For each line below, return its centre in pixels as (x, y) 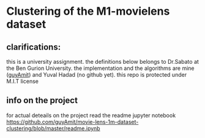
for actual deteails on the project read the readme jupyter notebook (91, 115)
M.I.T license (22, 81)
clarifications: (34, 47)
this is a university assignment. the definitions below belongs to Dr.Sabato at (102, 62)
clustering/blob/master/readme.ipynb (53, 128)
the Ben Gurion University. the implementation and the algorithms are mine (100, 68)
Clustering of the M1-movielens (88, 11)
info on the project (42, 100)
